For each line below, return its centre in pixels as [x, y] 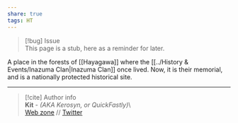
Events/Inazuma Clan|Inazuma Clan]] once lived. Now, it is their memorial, [115, 69]
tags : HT [20, 20]
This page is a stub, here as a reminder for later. [95, 48]
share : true [25, 14]
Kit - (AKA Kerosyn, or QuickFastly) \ [78, 105]
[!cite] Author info [50, 97]
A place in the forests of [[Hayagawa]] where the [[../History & [98, 61]
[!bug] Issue [42, 40]
